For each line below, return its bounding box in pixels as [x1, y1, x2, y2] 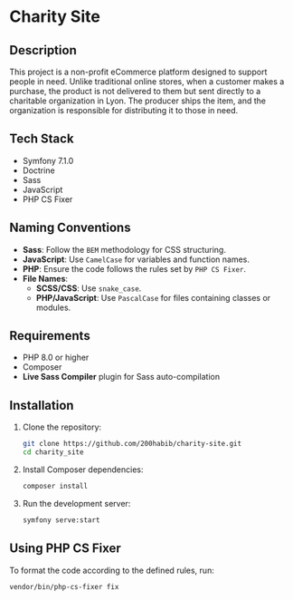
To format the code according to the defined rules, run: [9, 565, 214, 576]
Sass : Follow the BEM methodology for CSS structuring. [22, 244, 226, 255]
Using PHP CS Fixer [9, 541, 122, 556]
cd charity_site [22, 448, 84, 457]
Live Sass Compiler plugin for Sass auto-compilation [22, 372, 221, 382]
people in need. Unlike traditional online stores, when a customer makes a [9, 76, 285, 87]
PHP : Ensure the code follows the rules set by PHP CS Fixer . [22, 263, 247, 274]
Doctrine [22, 165, 56, 176]
